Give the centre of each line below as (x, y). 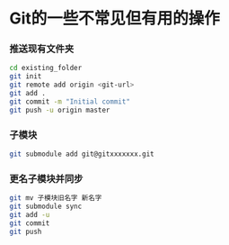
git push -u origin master (60, 110)
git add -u (30, 214)
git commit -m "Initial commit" (70, 101)
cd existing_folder (46, 68)
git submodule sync (46, 207)
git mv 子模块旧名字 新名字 (56, 198)
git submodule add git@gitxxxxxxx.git (82, 154)
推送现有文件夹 (42, 49)
